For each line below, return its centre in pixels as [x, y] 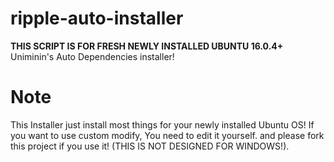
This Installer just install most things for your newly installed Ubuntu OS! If [162, 124]
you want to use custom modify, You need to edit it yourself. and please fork [167, 135]
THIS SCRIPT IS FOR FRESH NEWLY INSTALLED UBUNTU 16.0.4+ [147, 46]
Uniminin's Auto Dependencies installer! [92, 56]
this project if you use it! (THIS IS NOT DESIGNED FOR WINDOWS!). [150, 146]
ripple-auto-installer [97, 18]
